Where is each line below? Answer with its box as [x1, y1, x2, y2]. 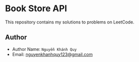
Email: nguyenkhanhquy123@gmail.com [12, 51, 93, 57]
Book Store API [5, 3, 68, 14]
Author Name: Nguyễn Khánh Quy [12, 46, 77, 52]
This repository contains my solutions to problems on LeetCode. [5, 19, 135, 25]
